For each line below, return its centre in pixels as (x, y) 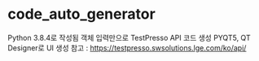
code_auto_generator (81, 14)
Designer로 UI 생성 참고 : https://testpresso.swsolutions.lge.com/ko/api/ (127, 48)
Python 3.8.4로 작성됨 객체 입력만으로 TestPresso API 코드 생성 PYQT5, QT (129, 37)
